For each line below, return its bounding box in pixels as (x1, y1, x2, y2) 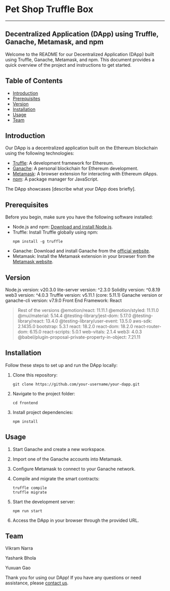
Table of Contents (5, 77, 63, 85)
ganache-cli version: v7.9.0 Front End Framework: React (5, 297, 122, 303)
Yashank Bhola (5, 555, 36, 561)
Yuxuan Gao (5, 565, 31, 571)
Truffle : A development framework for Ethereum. (12, 160, 114, 166)
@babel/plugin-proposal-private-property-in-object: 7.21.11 (17, 334, 141, 340)
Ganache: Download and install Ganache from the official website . (12, 248, 150, 254)
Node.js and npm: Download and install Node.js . (12, 224, 113, 230)
